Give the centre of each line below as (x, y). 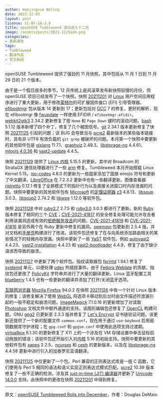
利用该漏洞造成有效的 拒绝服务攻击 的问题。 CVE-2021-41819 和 (67, 221)
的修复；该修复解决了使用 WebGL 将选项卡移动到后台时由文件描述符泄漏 (77, 296)
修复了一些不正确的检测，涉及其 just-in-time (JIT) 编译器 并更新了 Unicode (79, 374)
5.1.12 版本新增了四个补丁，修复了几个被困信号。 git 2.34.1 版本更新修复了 (78, 127)
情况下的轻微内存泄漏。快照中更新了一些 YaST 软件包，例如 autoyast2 (79, 239)
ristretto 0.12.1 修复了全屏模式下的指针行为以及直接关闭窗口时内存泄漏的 (77, 186)
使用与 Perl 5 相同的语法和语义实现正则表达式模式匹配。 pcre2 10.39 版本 (81, 367)
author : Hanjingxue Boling (32, 10)
